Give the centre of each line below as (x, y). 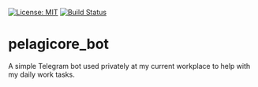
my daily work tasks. (41, 74)
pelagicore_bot (58, 44)
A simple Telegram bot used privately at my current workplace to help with (129, 66)
